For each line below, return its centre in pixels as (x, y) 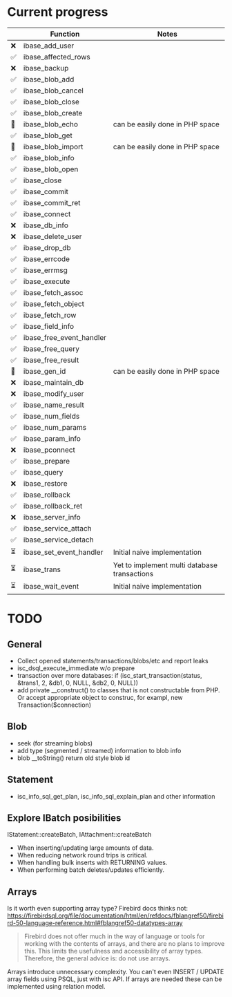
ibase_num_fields (51, 416)
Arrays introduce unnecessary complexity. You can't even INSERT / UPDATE (116, 972)
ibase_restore (45, 483)
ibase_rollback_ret (53, 506)
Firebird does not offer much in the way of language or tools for (114, 936)
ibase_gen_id (45, 371)
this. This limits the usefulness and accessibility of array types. (114, 951)
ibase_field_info (49, 326)
